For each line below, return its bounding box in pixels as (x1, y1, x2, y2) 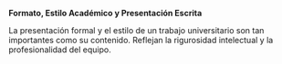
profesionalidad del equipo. (8, 44, 111, 55)
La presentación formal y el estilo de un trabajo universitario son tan (8, 25, 265, 35)
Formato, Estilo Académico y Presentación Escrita (8, 8, 203, 18)
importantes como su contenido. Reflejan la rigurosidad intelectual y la (8, 35, 274, 45)
